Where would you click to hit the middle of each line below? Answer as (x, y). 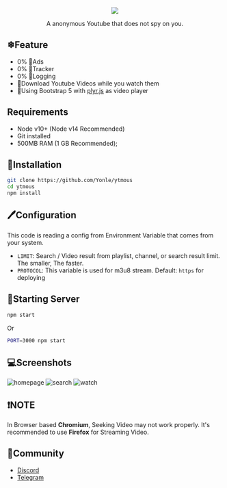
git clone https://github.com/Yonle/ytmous (70, 181)
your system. (26, 242)
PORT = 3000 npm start (37, 341)
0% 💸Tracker (36, 68)
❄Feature (28, 45)
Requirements (38, 112)
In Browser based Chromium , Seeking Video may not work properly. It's (109, 425)
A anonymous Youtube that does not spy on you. (115, 24)
